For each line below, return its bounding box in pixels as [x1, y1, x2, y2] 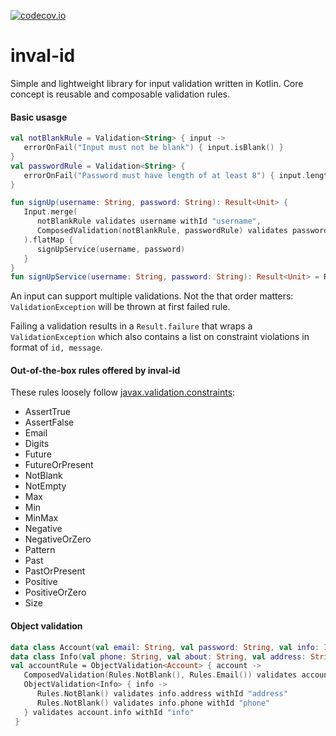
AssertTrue [24, 406, 71, 418]
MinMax [24, 512, 59, 524]
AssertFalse [24, 416, 75, 429]
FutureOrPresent [24, 459, 94, 471]
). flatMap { [23, 235, 74, 245]
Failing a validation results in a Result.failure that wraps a [10, 320, 253, 332]
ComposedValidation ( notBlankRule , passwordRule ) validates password [36, 226, 329, 236]
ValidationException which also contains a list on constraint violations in [10, 331, 310, 343]
